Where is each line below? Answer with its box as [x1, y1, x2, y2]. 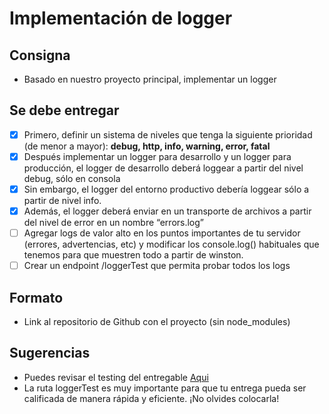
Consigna [9, 47, 71, 64]
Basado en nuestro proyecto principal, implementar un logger [23, 73, 277, 85]
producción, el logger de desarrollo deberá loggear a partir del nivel [23, 162, 304, 174]
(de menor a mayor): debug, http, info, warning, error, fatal [23, 140, 271, 152]
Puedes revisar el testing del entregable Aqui [23, 371, 209, 383]
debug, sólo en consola [23, 172, 121, 184]
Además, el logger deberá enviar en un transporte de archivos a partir [23, 205, 312, 217]
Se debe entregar [9, 102, 120, 119]
